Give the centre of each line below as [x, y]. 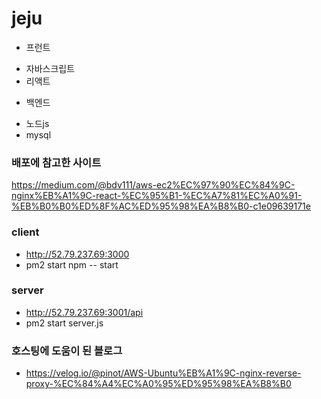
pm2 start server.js [64, 323]
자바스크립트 [50, 68]
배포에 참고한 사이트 [56, 162]
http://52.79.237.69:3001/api [84, 312]
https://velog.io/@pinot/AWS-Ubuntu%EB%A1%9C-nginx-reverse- [163, 373]
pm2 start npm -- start [72, 264]
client [25, 232]
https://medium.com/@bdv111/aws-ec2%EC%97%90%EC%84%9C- [153, 185]
